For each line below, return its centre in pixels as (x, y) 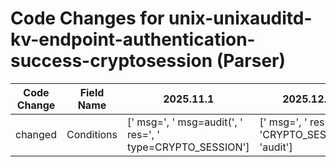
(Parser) (251, 61)
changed (36, 134)
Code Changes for (87, 18)
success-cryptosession (111, 61)
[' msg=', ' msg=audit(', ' (185, 122)
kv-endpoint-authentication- (133, 39)
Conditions (92, 134)
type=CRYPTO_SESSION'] (188, 147)
